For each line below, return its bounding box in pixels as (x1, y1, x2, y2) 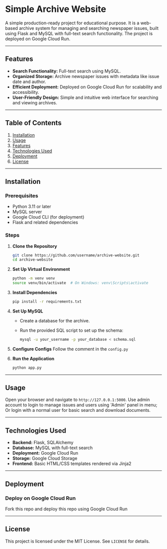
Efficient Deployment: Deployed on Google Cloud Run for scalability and (12, 83, 162, 90)
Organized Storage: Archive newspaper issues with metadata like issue (12, 73, 160, 79)
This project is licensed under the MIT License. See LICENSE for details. (5, 538, 150, 544)
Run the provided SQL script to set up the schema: (19, 327, 123, 333)
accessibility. (12, 89, 39, 95)
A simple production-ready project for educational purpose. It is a (5, 20, 140, 26)
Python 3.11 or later (12, 204, 51, 210)
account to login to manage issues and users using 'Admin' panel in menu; (5, 402, 158, 408)
